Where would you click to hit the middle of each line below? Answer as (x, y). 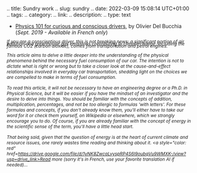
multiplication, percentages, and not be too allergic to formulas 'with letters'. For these (96, 104)
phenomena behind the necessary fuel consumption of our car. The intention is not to (95, 61)
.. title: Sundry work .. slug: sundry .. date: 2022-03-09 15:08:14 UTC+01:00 (98, 9)
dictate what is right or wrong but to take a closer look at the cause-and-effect (89, 66)
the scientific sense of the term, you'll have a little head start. (70, 127)
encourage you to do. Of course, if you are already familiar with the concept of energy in (99, 121)
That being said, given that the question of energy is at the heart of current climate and (97, 137)
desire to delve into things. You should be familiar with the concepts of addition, (89, 99)
